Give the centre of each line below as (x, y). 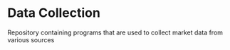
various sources (31, 39)
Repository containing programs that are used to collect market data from (115, 32)
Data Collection (54, 13)
